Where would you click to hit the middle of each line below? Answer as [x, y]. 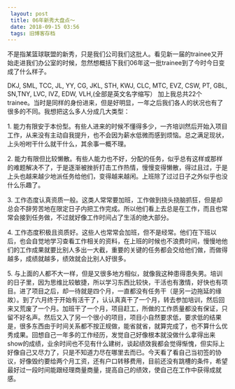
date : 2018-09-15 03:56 [45, 27]
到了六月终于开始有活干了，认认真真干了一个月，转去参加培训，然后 [120, 300]
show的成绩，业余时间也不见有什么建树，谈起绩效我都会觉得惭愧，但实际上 [116, 343]
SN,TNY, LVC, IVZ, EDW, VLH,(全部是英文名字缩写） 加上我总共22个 [105, 94]
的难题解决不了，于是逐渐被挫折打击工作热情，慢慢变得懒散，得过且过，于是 [117, 168]
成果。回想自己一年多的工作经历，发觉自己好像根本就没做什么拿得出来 [114, 335]
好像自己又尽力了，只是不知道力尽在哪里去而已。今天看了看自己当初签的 [111, 353]
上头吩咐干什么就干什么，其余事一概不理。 [69, 144]
